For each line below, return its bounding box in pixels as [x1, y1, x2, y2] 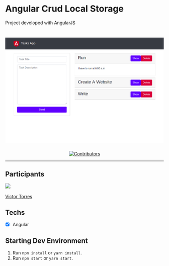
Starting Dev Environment [5, 236, 88, 245]
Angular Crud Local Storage [5, 3, 124, 15]
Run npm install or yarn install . [12, 250, 82, 256]
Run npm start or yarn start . [12, 255, 73, 261]
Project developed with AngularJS [5, 20, 75, 26]
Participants [5, 169, 44, 179]
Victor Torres [5, 194, 33, 200]
